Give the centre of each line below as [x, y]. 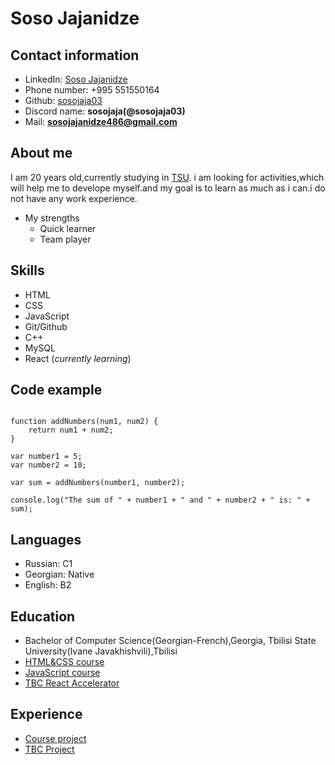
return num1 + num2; [71, 430]
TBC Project [49, 749]
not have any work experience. [74, 198]
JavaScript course [62, 673]
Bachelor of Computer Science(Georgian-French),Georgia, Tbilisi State [170, 641]
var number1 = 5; [46, 457]
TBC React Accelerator [72, 683]
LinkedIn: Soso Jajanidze [76, 79]
